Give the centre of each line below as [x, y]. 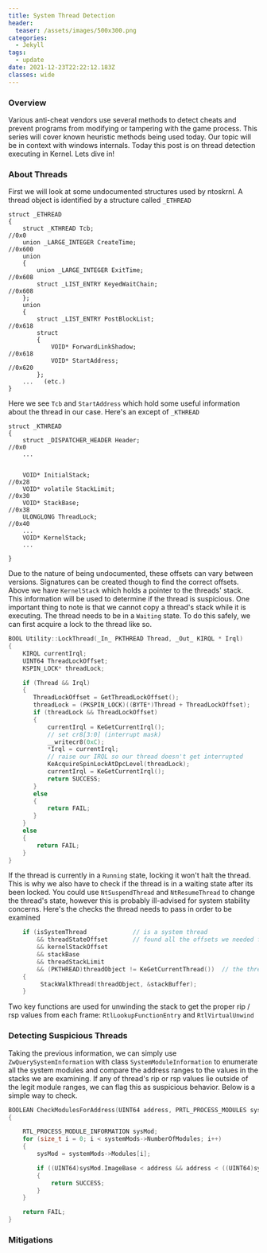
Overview [27, 103]
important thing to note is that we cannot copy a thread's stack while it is [127, 607]
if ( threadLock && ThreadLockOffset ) [95, 713]
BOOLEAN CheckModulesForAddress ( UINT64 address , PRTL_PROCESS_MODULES [128, 1110]
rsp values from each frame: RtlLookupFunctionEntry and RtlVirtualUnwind [131, 1015]
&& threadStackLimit [71, 962]
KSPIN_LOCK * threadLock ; [64, 668]
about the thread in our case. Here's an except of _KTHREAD [104, 412]
